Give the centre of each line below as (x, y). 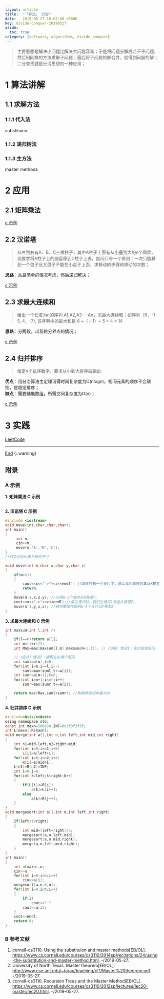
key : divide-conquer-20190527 (36, 23)
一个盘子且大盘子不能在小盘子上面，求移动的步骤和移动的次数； (85, 265)
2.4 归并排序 (24, 358)
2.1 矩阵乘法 (23, 210)
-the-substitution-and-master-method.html (55, 960)
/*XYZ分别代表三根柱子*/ (27, 557)
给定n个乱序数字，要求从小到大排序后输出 (59, 371)
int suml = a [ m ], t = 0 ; (34, 662)
